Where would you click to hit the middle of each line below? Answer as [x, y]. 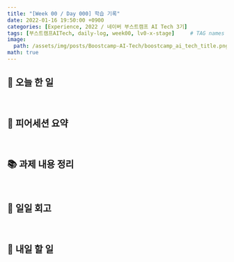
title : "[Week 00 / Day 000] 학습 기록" [64, 14]
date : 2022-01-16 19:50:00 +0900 [56, 20]
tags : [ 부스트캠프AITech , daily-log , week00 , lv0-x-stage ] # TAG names [116, 33]
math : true [23, 53]
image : [17, 40]
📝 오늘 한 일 [30, 83]
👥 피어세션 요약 [38, 124]
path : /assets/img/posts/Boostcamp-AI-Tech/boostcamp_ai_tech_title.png [121, 46]
